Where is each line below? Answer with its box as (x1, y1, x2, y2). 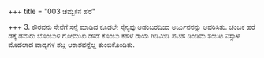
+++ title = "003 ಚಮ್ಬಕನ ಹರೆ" (8, 7, 96, 16)
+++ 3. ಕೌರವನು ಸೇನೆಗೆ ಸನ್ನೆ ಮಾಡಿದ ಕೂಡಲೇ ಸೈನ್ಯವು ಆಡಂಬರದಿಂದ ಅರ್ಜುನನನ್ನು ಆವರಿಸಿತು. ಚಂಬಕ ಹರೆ (8, 23, 256, 31)
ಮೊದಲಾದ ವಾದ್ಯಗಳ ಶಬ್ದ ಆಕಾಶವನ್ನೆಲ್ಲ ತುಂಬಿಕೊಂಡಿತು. (8, 40, 136, 49)
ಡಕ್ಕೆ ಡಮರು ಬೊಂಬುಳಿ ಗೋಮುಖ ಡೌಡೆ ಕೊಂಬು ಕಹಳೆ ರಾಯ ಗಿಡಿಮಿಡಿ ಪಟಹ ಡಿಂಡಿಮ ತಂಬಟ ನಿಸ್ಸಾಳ (8, 31, 240, 40)
